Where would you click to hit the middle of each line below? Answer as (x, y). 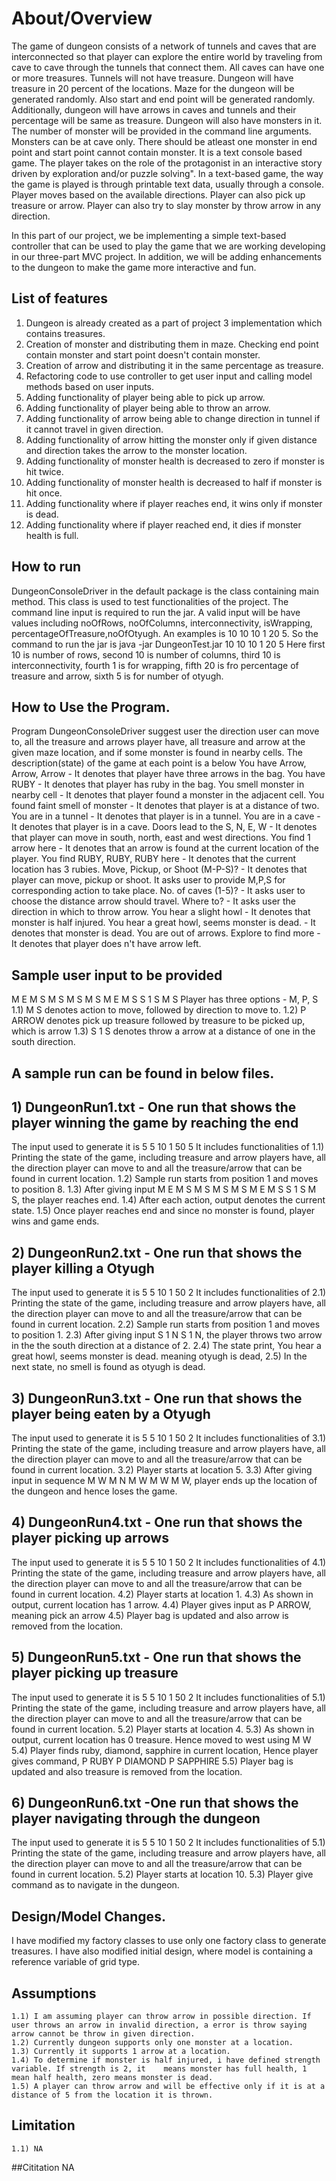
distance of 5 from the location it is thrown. (112, 2095)
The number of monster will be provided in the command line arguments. (161, 131)
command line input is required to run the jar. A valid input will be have (156, 612)
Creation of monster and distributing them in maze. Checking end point (172, 344)
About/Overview (82, 18)
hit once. (44, 493)
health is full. (52, 535)
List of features (60, 298)
